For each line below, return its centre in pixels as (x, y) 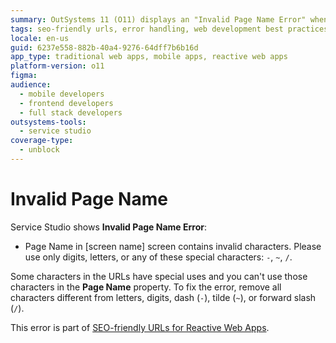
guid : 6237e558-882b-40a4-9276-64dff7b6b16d (104, 47)
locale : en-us (40, 38)
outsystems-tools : (48, 122)
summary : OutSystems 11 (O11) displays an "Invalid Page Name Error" (158, 19)
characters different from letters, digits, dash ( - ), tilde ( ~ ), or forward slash (163, 297)
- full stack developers (71, 112)
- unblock (39, 150)
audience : (31, 85)
